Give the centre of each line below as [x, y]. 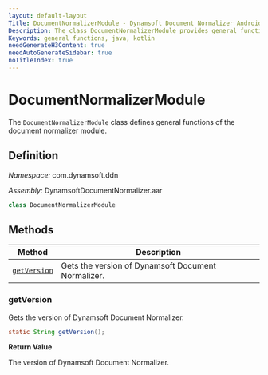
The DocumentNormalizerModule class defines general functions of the [122, 122]
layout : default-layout [48, 16]
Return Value [30, 347]
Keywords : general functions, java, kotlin [82, 38]
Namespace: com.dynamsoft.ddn [63, 175]
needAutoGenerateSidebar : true [60, 53]
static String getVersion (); [57, 332]
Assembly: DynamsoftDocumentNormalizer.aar [85, 190]
